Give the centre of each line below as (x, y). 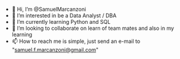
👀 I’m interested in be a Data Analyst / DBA (64, 15)
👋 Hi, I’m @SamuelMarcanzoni (49, 9)
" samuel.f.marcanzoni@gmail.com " (55, 50)
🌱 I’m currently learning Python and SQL (61, 22)
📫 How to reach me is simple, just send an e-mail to (76, 41)
